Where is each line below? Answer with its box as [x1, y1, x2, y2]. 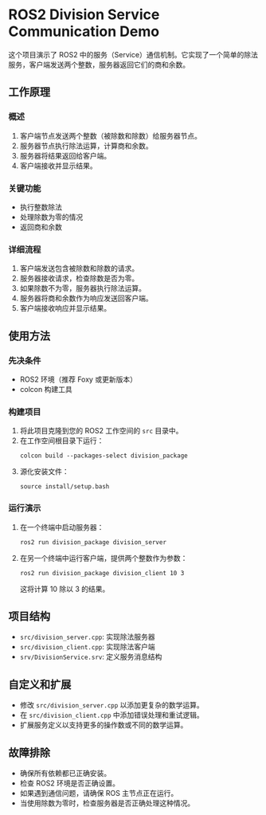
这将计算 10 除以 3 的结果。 [19, 584, 110, 594]
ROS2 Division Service [8, 6, 160, 24]
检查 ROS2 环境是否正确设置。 [19, 778, 119, 788]
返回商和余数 [19, 221, 62, 232]
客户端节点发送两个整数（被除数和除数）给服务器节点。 [19, 131, 201, 140]
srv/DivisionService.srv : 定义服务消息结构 [19, 652, 162, 662]
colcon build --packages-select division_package [19, 452, 189, 460]
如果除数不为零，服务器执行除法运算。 [19, 284, 146, 293]
